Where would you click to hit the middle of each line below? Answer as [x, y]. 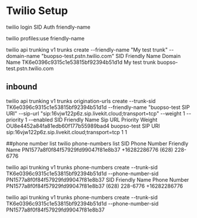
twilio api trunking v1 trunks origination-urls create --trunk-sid [81, 101]
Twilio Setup [37, 11]
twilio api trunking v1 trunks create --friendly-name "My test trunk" [87, 50]
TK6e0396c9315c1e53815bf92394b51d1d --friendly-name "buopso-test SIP [98, 107]
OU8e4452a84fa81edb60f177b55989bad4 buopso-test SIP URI [83, 126]
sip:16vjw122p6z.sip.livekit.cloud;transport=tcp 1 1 [67, 132]
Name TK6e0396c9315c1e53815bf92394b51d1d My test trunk [81, 62]
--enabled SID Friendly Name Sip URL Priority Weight [93, 120]
